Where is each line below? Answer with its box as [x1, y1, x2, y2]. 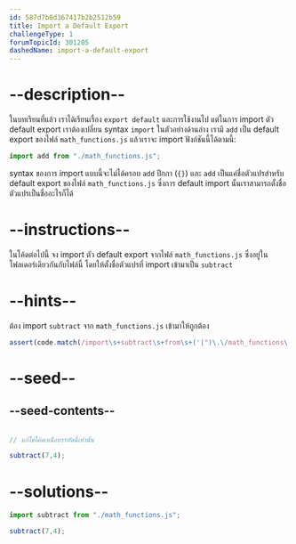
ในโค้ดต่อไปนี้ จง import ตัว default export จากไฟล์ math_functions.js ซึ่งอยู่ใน [9, 248, 268, 259]
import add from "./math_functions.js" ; [9, 152, 162, 161]
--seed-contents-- [9, 403, 116, 418]
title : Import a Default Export [9, 21, 129, 30]
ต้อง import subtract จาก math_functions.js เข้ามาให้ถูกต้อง [9, 320, 210, 330]
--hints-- [9, 291, 77, 312]
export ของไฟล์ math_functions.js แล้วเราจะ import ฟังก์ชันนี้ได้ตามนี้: [9, 134, 237, 145]
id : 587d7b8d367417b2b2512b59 [9, 12, 122, 22]
